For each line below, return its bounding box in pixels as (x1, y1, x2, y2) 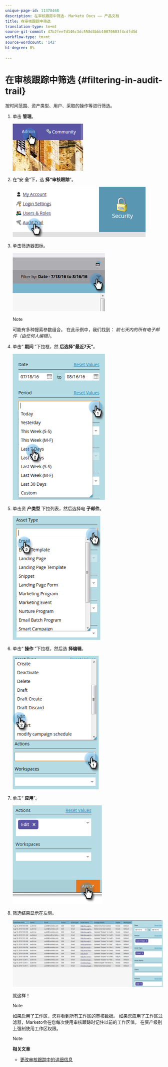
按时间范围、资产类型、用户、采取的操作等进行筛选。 (5, 102, 115, 109)
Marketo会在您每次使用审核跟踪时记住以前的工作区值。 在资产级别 (25, 1019, 162, 1025)
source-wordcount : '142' (5, 40, 57, 45)
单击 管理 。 (12, 113, 36, 119)
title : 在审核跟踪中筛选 (5, 19, 51, 24)
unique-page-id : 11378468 (5, 8, 59, 13)
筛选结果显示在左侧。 (12, 910, 56, 916)
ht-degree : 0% (5, 45, 35, 50)
